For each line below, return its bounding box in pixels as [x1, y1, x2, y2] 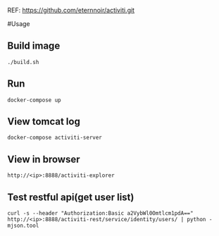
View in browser [7, 153, 80, 165]
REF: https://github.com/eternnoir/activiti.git [7, 6, 135, 14]
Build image [7, 40, 61, 52]
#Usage [7, 20, 30, 27]
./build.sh [7, 58, 39, 66]
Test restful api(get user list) [7, 191, 134, 203]
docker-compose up [7, 97, 61, 104]
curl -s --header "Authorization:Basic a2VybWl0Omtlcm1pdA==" [7, 210, 194, 217]
